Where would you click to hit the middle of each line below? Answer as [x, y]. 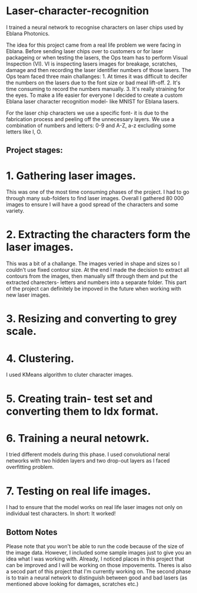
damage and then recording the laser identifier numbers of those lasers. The [99, 70]
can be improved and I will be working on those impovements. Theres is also [99, 565]
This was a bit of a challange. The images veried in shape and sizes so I [93, 263]
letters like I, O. [24, 132]
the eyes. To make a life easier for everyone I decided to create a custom [94, 95]
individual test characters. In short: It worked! [61, 514]
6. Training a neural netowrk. [78, 438]
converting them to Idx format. [82, 411]
